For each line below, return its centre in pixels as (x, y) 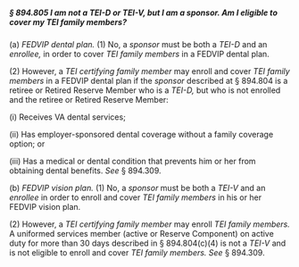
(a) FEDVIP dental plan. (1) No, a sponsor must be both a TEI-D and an (138, 44)
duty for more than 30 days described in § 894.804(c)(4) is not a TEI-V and (148, 243)
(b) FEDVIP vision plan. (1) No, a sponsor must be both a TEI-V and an (137, 188)
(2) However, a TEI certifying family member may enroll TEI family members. (149, 224)
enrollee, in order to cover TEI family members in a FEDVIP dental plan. (139, 54)
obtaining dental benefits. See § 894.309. (86, 171)
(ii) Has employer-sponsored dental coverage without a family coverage (141, 134)
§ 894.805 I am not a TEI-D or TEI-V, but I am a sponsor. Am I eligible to (144, 13)
